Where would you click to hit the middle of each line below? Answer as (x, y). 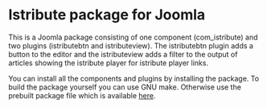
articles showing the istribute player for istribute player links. (109, 63)
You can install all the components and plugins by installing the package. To (134, 78)
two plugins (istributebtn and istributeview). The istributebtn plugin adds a (131, 45)
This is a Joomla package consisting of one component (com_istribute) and (133, 37)
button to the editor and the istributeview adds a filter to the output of (123, 54)
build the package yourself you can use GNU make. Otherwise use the (125, 87)
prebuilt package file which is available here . (82, 95)
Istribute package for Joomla (107, 15)
